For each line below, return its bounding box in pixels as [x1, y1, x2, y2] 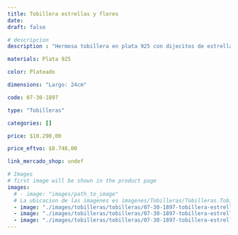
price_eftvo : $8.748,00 [7, 145, 78, 152]
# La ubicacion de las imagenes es [13, 197, 119, 204]
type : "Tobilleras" [7, 107, 65, 114]
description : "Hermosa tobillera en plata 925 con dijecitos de [7, 43, 204, 50]
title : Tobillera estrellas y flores [7, 10, 119, 18]
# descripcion [7, 36, 50, 43]
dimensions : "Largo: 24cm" [7, 81, 87, 88]
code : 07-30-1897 [7, 93, 59, 101]
